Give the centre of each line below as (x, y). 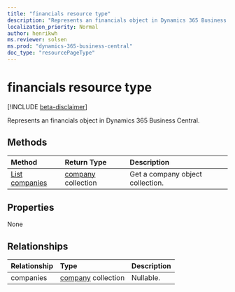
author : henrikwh (33, 33)
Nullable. (146, 278)
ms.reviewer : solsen (37, 40)
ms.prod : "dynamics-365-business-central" (70, 46)
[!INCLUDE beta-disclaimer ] (47, 106)
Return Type (86, 162)
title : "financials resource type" (59, 14)
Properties (31, 208)
